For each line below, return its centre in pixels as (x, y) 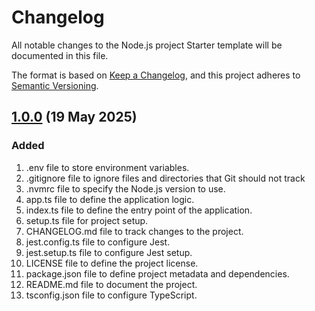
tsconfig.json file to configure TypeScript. (111, 295)
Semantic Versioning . (55, 85)
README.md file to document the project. (111, 284)
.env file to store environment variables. (107, 167)
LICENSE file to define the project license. (112, 263)
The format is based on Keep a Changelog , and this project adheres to (156, 75)
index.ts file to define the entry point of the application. (139, 210)
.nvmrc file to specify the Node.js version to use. (125, 188)
